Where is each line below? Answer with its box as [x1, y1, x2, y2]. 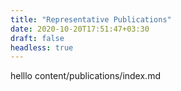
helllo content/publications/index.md [10, 70, 161, 82]
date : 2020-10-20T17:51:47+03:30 [10, 24, 150, 34]
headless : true [10, 42, 74, 53]
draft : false [10, 33, 65, 43]
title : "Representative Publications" [10, 14, 172, 25]
